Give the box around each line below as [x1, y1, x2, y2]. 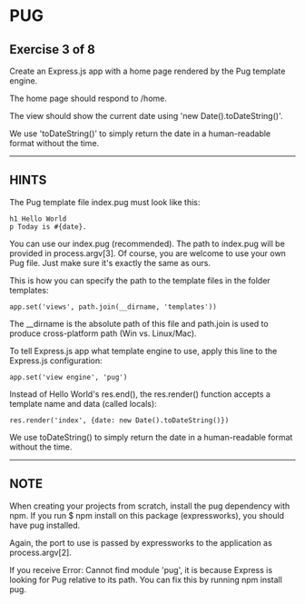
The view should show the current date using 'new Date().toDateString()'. [9, 111, 283, 121]
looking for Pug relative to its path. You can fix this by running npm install [9, 574, 283, 585]
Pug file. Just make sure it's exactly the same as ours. [9, 257, 212, 268]
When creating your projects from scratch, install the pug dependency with [9, 500, 290, 511]
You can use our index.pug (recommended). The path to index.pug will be [9, 238, 286, 249]
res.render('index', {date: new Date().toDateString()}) [9, 415, 230, 425]
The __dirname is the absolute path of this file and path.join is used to [9, 318, 270, 329]
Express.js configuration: [9, 355, 103, 366]
